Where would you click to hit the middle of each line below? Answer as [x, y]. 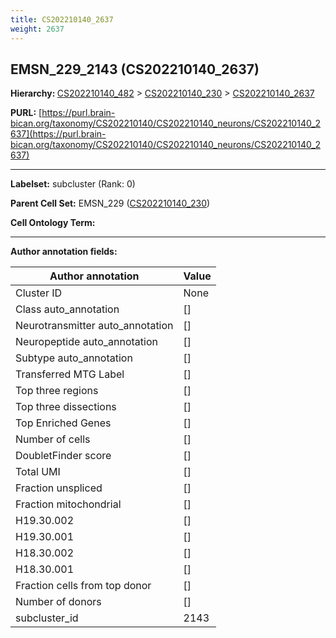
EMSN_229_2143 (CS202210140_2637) [135, 69]
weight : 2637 [37, 29]
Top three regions [57, 391]
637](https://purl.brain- [58, 134]
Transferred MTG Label [70, 374]
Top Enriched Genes [63, 423]
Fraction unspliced [59, 488]
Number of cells [53, 439]
